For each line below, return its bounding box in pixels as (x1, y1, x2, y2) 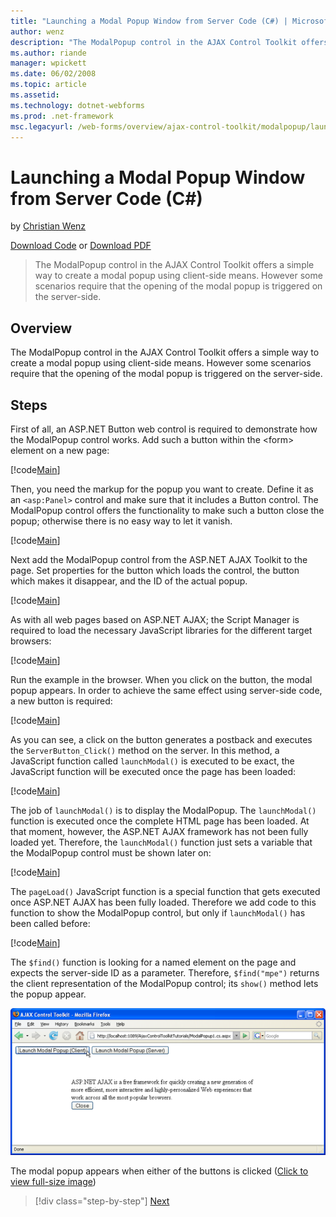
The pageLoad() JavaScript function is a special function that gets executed (10, 885, 321, 897)
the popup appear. (10, 988, 87, 1000)
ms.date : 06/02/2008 (10, 69, 97, 79)
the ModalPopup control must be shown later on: (10, 846, 212, 859)
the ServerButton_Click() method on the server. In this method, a (10, 744, 280, 756)
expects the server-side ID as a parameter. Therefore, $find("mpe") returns (10, 966, 320, 979)
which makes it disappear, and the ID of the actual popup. (10, 575, 248, 587)
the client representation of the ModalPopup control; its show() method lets (10, 977, 319, 989)
